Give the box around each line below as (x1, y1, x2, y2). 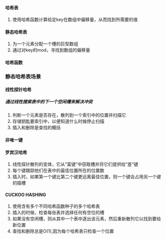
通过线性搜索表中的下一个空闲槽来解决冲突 (5, 99, 93, 105)
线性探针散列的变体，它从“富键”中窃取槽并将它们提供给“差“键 (12, 161, 139, 167)
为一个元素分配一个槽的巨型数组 (12, 41, 78, 47)
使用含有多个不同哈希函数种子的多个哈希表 (12, 203, 100, 209)
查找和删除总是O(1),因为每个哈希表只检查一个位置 (12, 228, 114, 234)
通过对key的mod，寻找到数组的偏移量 (12, 47, 91, 53)
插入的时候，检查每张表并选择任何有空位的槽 (12, 210, 105, 216)
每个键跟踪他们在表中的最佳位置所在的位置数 (12, 167, 105, 174)
